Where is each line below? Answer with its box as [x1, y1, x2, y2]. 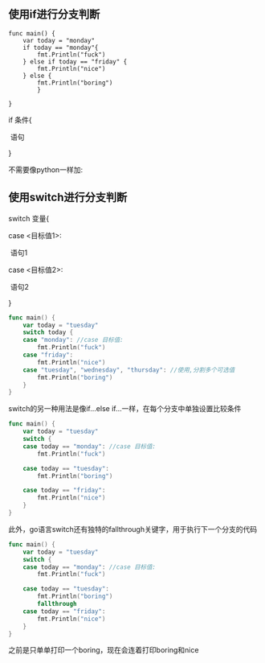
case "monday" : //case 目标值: [22, 336, 124, 344]
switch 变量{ [8, 213, 50, 223]
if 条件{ [8, 115, 32, 125]
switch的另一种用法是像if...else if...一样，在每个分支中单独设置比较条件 [8, 404, 242, 414]
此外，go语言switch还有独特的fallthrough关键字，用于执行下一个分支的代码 [8, 524, 258, 533]
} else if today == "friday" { [22, 57, 128, 66]
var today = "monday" [22, 36, 95, 44]
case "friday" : [22, 351, 74, 359]
